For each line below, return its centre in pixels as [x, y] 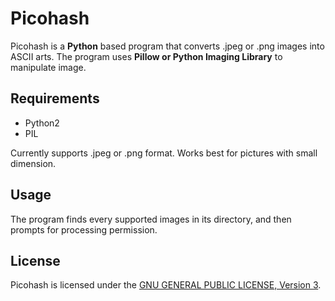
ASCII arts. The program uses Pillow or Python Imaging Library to [146, 56]
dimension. [33, 163]
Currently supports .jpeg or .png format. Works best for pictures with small [164, 153]
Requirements [55, 98]
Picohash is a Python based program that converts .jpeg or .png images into [167, 46]
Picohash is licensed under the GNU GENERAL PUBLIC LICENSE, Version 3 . [166, 285]
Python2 [42, 123]
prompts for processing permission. [84, 229]
